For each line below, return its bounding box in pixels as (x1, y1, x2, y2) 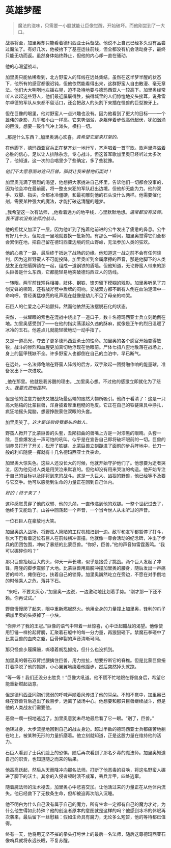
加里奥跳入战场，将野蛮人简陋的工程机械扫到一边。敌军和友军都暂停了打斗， (5, 528, 166, 535)
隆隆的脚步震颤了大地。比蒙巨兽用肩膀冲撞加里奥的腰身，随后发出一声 (14, 565, 161, 571)
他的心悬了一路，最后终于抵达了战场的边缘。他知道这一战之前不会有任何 (5, 250, 157, 256)
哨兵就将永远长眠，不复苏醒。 (9, 837, 72, 843)
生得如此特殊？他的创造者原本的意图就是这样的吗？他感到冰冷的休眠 (18, 807, 161, 813)
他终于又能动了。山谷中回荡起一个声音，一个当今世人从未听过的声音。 (5, 507, 153, 513)
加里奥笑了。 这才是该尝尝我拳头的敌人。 (5, 419, 90, 425)
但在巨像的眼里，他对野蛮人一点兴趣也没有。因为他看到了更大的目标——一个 (5, 110, 166, 116)
